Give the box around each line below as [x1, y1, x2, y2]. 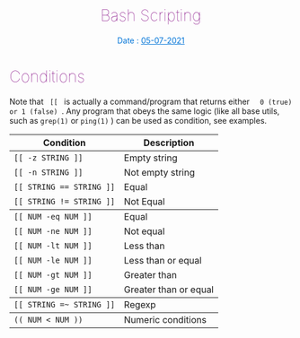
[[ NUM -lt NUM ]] [13, 240, 93, 251]
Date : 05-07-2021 [116, 35, 186, 46]
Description [143, 136, 195, 149]
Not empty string [124, 166, 196, 178]
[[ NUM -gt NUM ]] [13, 270, 93, 280]
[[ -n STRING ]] [13, 167, 84, 178]
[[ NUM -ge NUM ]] [13, 284, 93, 294]
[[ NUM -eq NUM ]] [13, 212, 93, 221]
